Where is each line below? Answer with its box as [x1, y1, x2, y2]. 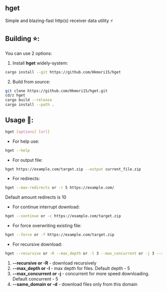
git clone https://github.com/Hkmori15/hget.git [5, 88, 108, 93]
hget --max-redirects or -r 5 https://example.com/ [5, 185, 114, 190]
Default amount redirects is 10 [5, 194, 67, 200]
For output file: [12, 157, 43, 163]
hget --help [5, 148, 30, 153]
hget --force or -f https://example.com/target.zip [5, 232, 114, 238]
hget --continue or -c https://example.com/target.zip [5, 214, 121, 219]
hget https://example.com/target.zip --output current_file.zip [5, 167, 141, 172]
